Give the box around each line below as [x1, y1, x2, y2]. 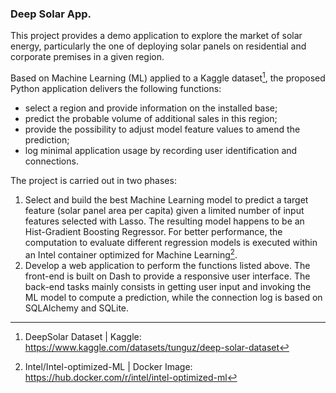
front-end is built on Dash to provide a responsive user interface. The [24, 270, 311, 282]
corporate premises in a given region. [10, 51, 165, 63]
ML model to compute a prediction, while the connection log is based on [24, 291, 323, 303]
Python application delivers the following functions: [10, 82, 222, 94]
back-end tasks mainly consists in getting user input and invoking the [24, 280, 312, 292]
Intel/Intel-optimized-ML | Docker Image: [24, 360, 193, 372]
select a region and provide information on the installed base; [24, 102, 278, 114]
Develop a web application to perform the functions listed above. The [24, 259, 311, 271]
